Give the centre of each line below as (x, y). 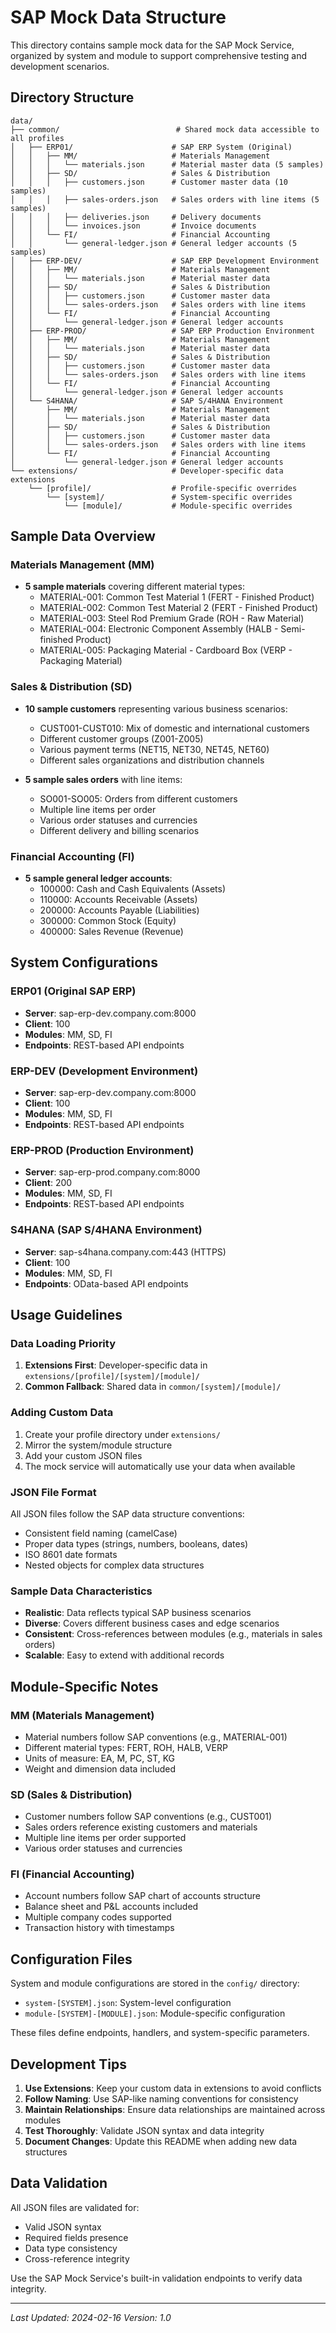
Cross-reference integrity (77, 2258)
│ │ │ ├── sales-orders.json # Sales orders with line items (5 (165, 199)
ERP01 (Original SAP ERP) (73, 991)
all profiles (37, 138)
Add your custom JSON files (83, 1455)
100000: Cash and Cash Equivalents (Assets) (133, 889)
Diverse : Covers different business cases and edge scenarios (152, 1623)
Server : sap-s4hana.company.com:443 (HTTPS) (125, 1252)
